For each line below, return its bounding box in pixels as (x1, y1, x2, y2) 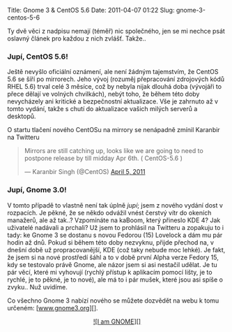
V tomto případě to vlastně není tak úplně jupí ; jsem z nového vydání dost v (7, 201, 223, 209)
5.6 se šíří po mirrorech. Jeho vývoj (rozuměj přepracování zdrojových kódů (7, 75, 225, 83)
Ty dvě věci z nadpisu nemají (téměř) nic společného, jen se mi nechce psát (7, 27, 225, 35)
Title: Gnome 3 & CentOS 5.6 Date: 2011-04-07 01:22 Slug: (7, 6, 175, 14)
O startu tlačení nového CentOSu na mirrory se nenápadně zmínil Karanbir (7, 126, 221, 134)
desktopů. (7, 112, 36, 121)
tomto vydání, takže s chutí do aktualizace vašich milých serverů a (7, 105, 198, 113)
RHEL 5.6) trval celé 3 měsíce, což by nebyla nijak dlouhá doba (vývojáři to (7, 82, 222, 91)
